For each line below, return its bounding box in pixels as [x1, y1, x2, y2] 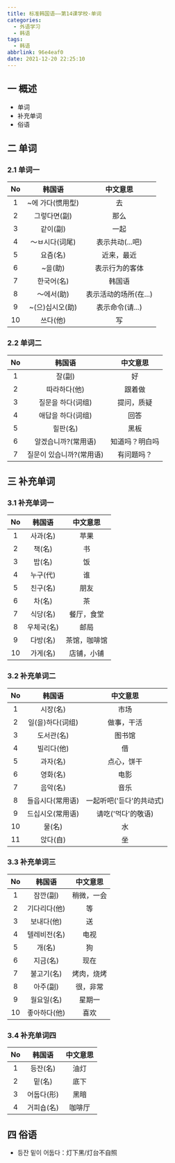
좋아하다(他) [27, 1008, 66, 1018]
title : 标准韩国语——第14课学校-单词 [7, 10, 102, 17]
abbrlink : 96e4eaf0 [7, 49, 64, 56]
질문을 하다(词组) [38, 397, 92, 407]
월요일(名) [30, 995, 62, 1004]
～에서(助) [37, 289, 69, 299]
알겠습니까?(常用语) [34, 436, 97, 446]
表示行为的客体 [94, 264, 144, 273]
